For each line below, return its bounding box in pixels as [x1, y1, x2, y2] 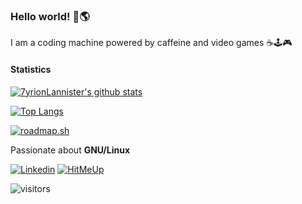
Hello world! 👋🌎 [10, 9, 90, 23]
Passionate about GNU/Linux [10, 144, 131, 156]
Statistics [10, 63, 52, 75]
